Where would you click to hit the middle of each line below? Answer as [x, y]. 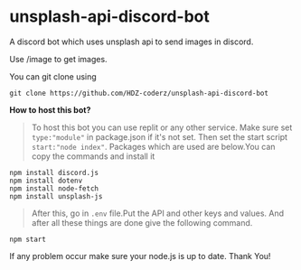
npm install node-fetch [54, 188]
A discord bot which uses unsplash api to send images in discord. [132, 42]
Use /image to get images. [58, 59]
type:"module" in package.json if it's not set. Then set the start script [159, 136]
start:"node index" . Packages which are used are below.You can [153, 146]
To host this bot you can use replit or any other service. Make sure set [162, 127]
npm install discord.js [54, 172]
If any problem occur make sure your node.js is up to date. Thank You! [140, 256]
